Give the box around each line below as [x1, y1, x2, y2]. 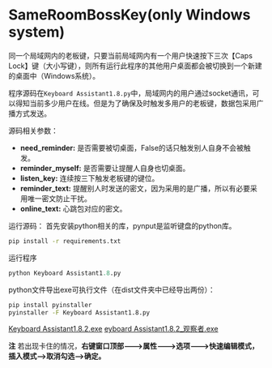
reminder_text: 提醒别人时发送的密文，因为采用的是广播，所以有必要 [19, 183, 251, 193]
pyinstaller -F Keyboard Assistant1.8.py [8, 308, 151, 317]
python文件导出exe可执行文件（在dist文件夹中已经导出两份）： [8, 285, 216, 294]
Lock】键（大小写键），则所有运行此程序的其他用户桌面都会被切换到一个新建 [8, 61, 262, 71]
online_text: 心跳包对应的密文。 [19, 203, 127, 213]
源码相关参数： [8, 126, 58, 135]
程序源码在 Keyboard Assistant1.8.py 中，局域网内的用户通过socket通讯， [8, 88, 253, 98]
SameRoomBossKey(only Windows [8, 6, 251, 24]
